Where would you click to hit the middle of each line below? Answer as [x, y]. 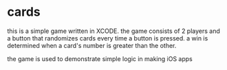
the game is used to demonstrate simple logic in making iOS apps [100, 58]
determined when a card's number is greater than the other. [92, 45]
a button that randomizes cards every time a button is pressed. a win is [108, 38]
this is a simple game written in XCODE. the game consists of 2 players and [113, 31]
